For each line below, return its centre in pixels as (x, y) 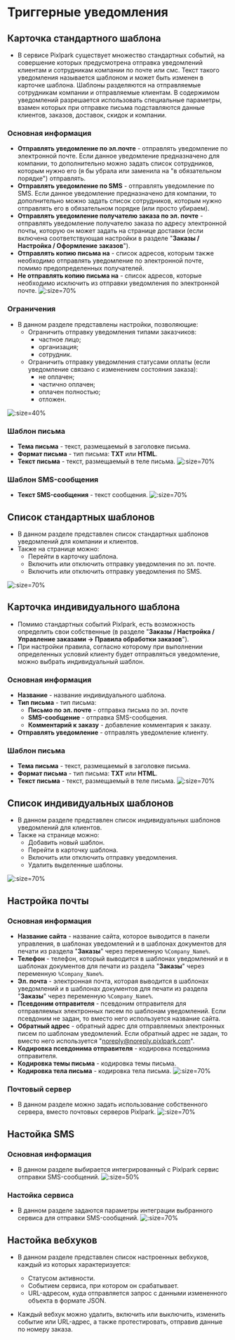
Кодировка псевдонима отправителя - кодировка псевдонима (114, 1048)
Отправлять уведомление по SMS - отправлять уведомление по (116, 186)
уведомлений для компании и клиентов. (78, 541)
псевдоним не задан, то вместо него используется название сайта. (119, 1018)
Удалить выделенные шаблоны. (76, 865)
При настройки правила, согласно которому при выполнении (110, 646)
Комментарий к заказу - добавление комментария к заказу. (120, 725)
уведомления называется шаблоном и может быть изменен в (110, 77)
